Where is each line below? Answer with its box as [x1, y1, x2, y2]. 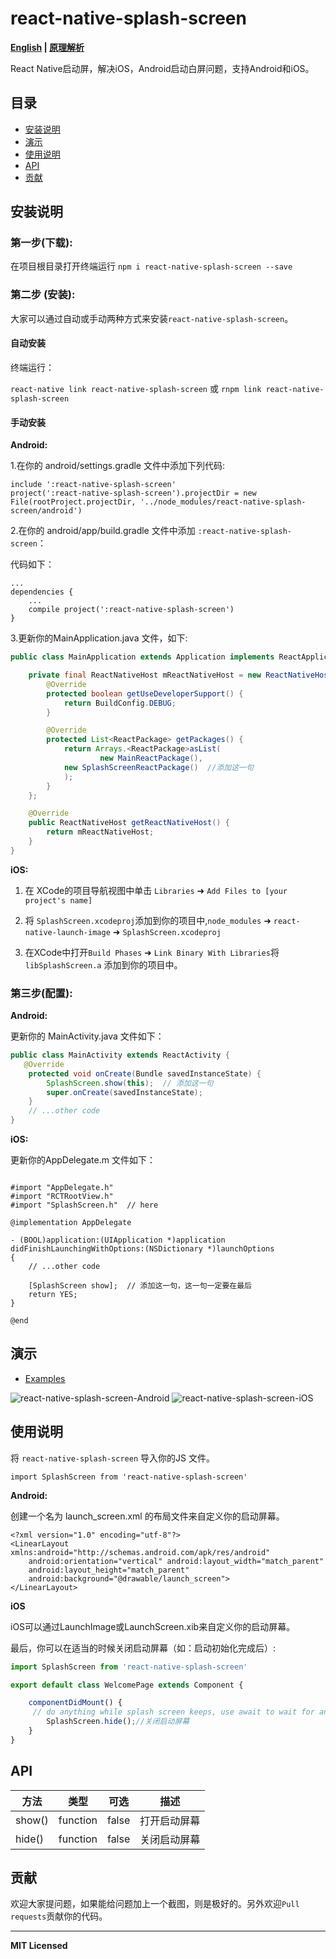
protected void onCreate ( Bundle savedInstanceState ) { [28, 1068, 262, 1079]
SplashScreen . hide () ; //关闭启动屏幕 [46, 1717, 190, 1727]
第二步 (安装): [10, 288, 76, 302]
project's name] [24, 895, 93, 906]
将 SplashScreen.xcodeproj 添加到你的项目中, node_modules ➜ [24, 914, 272, 926]
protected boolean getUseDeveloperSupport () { [46, 688, 244, 699]
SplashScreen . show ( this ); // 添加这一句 [46, 1078, 214, 1088]
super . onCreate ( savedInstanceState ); [46, 1087, 203, 1097]
